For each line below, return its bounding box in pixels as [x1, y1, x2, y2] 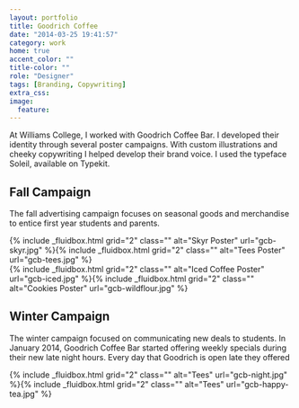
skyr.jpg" [9, 244, 43, 256]
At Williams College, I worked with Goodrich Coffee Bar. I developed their [9, 129, 280, 140]
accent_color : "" [9, 55, 75, 64]
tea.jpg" [9, 388, 39, 399]
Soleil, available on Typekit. [9, 158, 110, 169]
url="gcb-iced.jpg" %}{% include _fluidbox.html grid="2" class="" [9, 273, 254, 284]
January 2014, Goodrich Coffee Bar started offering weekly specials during [9, 342, 287, 353]
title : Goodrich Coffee [9, 22, 99, 31]
